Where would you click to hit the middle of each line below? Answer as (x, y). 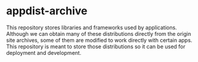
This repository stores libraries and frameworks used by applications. (92, 27)
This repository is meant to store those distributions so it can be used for (96, 46)
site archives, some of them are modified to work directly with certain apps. (99, 40)
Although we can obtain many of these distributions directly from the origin (99, 33)
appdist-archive (47, 11)
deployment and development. (44, 52)
